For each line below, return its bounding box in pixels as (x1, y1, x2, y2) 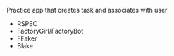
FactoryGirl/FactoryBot (16, 27, 84, 35)
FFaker (16, 34, 37, 43)
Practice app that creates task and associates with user (6, 6, 168, 14)
